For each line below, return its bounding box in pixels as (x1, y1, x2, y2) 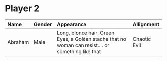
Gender (34, 21, 52, 28)
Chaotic (132, 35, 151, 42)
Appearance (56, 21, 87, 28)
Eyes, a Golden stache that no (56, 35, 127, 42)
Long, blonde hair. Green (56, 29, 115, 36)
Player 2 (5, 3, 40, 14)
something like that (56, 48, 101, 55)
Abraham (7, 38, 29, 45)
